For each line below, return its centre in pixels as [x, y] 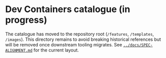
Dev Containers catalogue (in [68, 9]
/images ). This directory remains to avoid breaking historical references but [83, 39]
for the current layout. [56, 50]
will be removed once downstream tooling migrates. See [64, 44]
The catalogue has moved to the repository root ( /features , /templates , [80, 34]
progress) [26, 20]
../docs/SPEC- [138, 45]
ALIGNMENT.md [19, 50]
